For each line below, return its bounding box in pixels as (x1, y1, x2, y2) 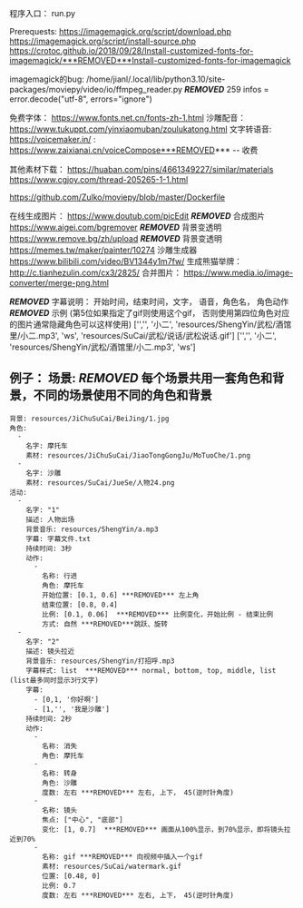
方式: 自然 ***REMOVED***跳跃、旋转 (42, 619, 168, 628)
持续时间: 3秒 (25, 544, 73, 553)
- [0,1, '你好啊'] (33, 695, 100, 704)
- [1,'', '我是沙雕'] (33, 705, 111, 714)
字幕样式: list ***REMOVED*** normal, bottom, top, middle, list (25, 666, 277, 675)
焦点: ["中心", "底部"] (42, 815, 124, 824)
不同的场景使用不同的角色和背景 (33, 388, 212, 403)
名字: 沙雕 (25, 469, 62, 478)
